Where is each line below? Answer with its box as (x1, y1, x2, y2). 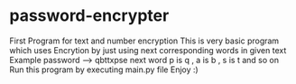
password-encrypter (9, 5, 170, 26)
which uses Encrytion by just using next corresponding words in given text (9, 44, 287, 55)
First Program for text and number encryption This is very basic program (9, 35, 280, 46)
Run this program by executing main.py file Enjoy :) (9, 64, 199, 75)
